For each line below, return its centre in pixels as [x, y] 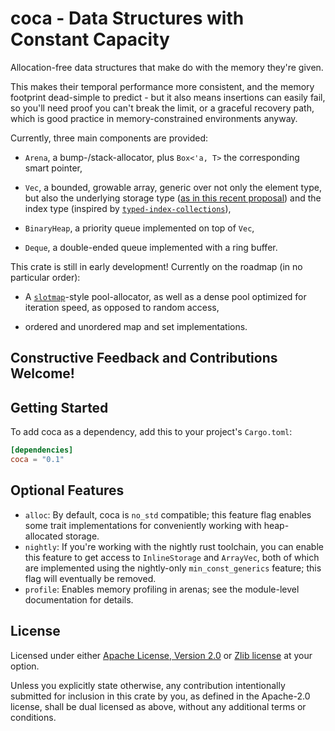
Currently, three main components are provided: [109, 138]
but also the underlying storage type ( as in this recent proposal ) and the [173, 198]
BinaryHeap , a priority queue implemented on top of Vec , [139, 228]
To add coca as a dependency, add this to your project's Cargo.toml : [151, 432]
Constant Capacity [90, 39]
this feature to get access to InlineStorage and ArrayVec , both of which [172, 557]
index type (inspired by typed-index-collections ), [128, 208]
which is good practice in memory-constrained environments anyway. [154, 118]
